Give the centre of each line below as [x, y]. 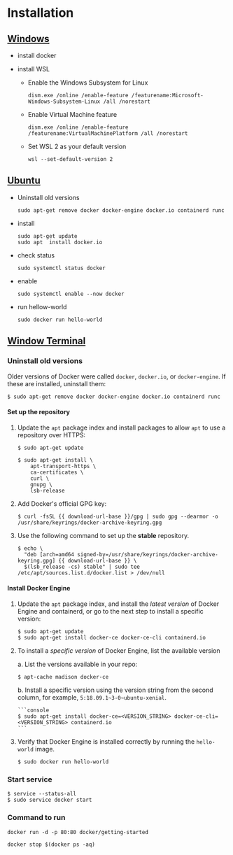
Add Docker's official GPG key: [62, 503]
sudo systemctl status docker [62, 268]
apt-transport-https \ [63, 466]
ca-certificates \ [57, 472]
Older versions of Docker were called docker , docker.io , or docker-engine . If [116, 376]
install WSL [34, 69]
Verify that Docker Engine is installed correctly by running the [106, 741]
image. [44, 749]
